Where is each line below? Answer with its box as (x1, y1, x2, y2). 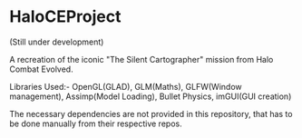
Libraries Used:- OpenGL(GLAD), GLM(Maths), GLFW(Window (9, 81, 242, 92)
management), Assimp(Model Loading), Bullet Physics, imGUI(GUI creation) (9, 91, 292, 102)
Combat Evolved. (9, 64, 74, 74)
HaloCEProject (9, 6, 122, 27)
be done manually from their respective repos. (9, 118, 183, 129)
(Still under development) (9, 36, 104, 47)
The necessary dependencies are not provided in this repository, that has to (9, 108, 293, 119)
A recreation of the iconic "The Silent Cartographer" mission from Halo (9, 54, 274, 64)
